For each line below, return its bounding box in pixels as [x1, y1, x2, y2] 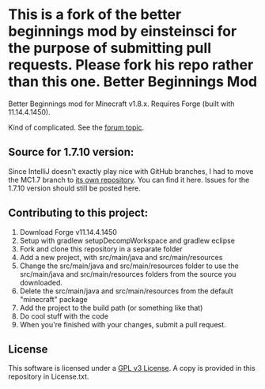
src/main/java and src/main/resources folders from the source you [19, 269, 237, 278]
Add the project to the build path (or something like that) [19, 303, 203, 312]
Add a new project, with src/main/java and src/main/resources [19, 252, 223, 262]
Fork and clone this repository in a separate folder [19, 244, 184, 254]
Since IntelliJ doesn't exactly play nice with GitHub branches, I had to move [8, 166, 254, 176]
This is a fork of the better [8, 6, 182, 24]
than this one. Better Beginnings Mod [8, 73, 258, 91]
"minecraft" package [19, 294, 89, 304]
